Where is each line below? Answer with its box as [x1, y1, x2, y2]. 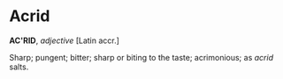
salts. [9, 61, 29, 72]
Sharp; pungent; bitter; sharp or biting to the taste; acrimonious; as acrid [9, 52, 274, 62]
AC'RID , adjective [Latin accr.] [9, 35, 119, 46]
